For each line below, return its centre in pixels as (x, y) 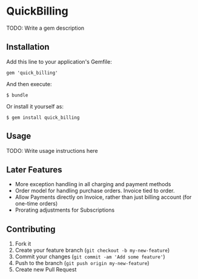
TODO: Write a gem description (45, 28)
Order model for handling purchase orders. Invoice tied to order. (95, 191)
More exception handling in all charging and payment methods (93, 184)
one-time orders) (36, 204)
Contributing (31, 229)
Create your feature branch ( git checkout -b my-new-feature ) (92, 250)
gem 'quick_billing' (32, 73)
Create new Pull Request (46, 270)
